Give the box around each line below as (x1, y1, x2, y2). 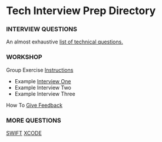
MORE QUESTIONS (6, 116, 61, 124)
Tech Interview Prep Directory (6, 4, 156, 18)
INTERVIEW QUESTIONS (6, 25, 78, 33)
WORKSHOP (6, 53, 42, 61)
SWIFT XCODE (6, 130, 42, 137)
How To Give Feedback (6, 102, 63, 109)
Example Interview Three (14, 90, 75, 97)
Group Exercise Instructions (6, 66, 74, 73)
